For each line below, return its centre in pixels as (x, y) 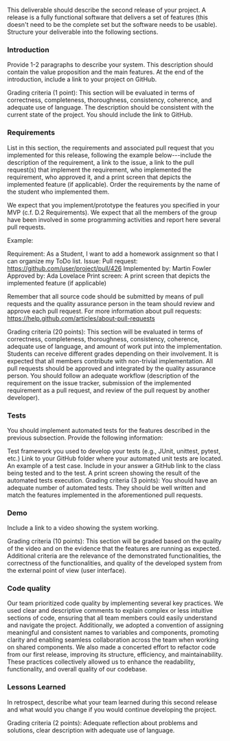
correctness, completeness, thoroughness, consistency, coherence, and (110, 100)
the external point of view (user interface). (67, 571)
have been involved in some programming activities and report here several (114, 219)
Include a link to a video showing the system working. (83, 528)
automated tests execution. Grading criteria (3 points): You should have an (112, 480)
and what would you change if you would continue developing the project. (112, 709)
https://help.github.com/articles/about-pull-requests (81, 318)
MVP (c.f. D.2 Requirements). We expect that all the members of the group (112, 212)
